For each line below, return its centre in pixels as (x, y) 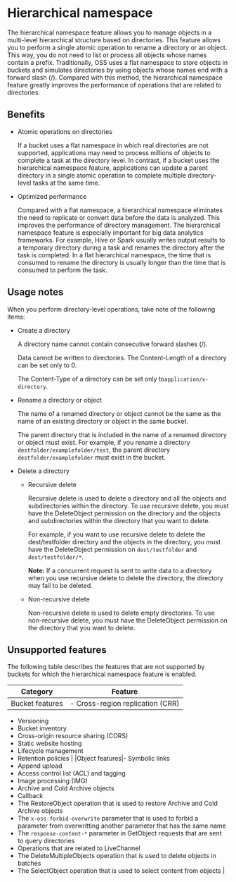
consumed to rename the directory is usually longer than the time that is (122, 262)
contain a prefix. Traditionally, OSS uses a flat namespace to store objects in (118, 62)
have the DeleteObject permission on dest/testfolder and (112, 549)
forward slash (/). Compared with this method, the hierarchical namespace (115, 77)
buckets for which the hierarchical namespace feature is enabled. (102, 674)
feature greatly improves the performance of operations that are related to (114, 85)
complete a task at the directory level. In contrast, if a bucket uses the (118, 160)
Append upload (40, 766)
